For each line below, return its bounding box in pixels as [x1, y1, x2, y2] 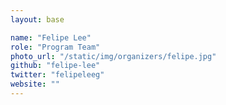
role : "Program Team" [10, 42, 101, 52]
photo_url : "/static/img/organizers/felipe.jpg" [10, 51, 217, 61]
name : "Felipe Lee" [10, 32, 92, 43]
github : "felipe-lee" [10, 61, 101, 71]
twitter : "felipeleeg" [10, 70, 105, 80]
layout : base [10, 14, 65, 25]
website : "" [10, 79, 60, 90]
